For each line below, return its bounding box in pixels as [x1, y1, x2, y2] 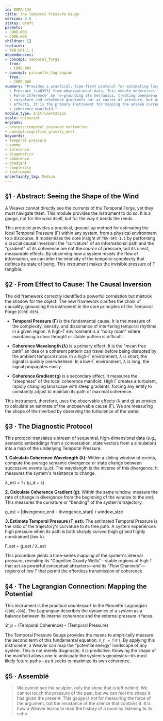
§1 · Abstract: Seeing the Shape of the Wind [5, 192, 139, 201]
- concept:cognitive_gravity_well [5, 129, 75, 134]
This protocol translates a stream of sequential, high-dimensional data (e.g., [5, 435, 157, 441]
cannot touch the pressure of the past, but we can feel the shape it [16, 690, 150, 696]
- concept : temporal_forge [5, 57, 60, 62]
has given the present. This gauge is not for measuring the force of [16, 695, 151, 701]
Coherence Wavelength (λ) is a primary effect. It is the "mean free [12, 343, 147, 349]
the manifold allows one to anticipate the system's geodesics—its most [5, 653, 147, 659]
